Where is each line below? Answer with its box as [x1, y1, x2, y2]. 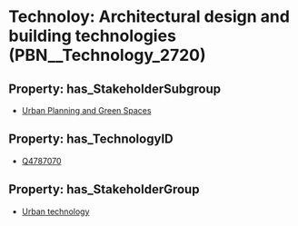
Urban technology [21, 206, 90, 217]
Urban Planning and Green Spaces [21, 105, 152, 115]
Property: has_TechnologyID [8, 132, 174, 147]
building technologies [8, 25, 176, 46]
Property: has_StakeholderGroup [8, 182, 200, 197]
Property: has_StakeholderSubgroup [8, 81, 222, 96]
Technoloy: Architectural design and [8, 6, 290, 27]
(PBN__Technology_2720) [8, 45, 206, 65]
